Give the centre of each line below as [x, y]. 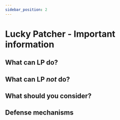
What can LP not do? [38, 79]
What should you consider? [48, 96]
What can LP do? [32, 63]
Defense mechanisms [40, 113]
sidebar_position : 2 [26, 10]
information [30, 44]
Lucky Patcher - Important [60, 34]
